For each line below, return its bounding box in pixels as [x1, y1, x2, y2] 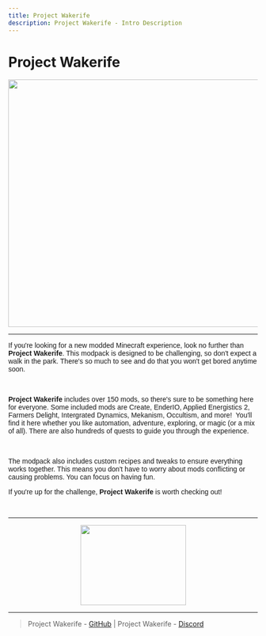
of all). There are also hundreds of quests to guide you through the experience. [8, 427, 249, 436]
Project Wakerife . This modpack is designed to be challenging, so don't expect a [8, 349, 257, 358]
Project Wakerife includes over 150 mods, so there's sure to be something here [8, 395, 254, 404]
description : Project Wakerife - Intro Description [8, 19, 182, 27]
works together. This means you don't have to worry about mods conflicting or [8, 465, 245, 474]
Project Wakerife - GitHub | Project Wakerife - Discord [27, 619, 204, 629]
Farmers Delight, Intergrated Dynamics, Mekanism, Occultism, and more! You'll [8, 411, 253, 420]
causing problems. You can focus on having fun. [8, 473, 156, 482]
